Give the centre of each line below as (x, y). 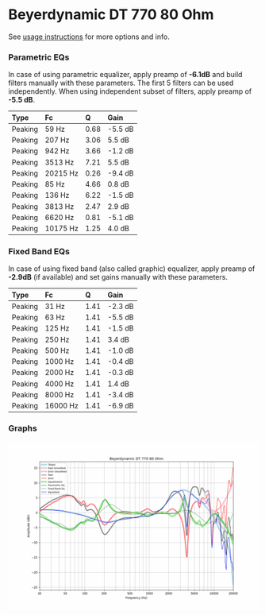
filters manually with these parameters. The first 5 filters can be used (121, 83)
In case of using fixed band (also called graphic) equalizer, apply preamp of (132, 269)
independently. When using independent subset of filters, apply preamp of (130, 91)
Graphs (23, 428)
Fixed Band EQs (39, 251)
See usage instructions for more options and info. (89, 37)
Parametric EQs (39, 57)
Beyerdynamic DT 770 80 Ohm (111, 15)
